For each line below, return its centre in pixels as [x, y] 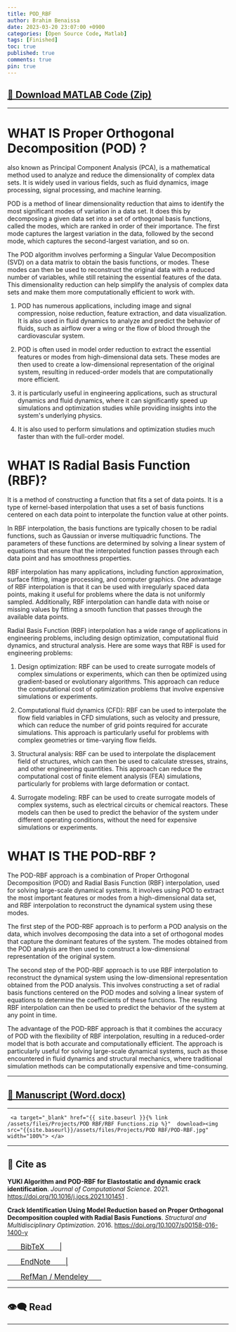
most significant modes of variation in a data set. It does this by [99, 211]
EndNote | [44, 1262]
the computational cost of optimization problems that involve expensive [121, 689]
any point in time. [32, 1015]
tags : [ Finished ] [33, 40]
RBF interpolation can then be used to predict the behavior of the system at [116, 1008]
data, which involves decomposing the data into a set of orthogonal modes [116, 934]
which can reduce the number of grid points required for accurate [113, 725]
